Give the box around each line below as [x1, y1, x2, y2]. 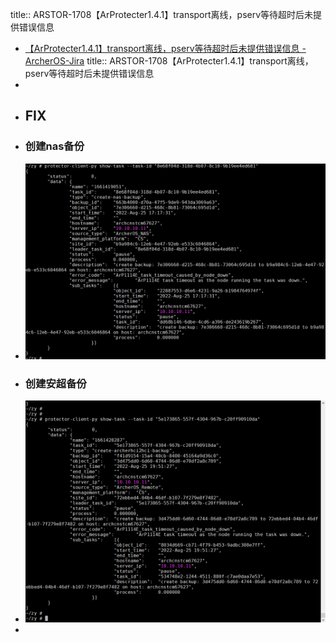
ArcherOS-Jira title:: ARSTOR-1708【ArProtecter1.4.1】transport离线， [24, 55, 314, 67]
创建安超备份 [24, 376, 87, 390]
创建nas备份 [24, 139, 85, 153]
